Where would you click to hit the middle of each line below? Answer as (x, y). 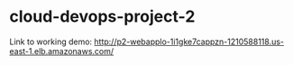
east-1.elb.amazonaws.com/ (62, 51)
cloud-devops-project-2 (102, 17)
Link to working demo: (51, 42)
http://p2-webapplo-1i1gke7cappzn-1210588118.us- (189, 42)
